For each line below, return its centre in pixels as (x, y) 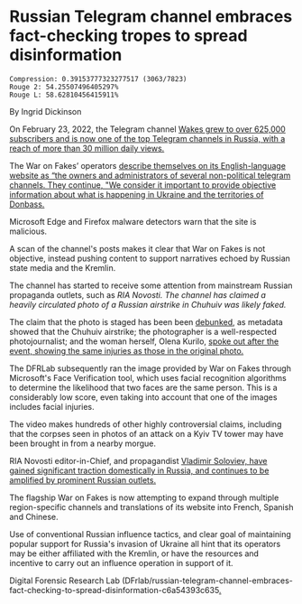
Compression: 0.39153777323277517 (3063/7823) (98, 79)
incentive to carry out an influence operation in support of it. (121, 562)
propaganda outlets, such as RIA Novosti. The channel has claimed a (137, 294)
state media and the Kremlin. (63, 267)
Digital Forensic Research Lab (64, 581)
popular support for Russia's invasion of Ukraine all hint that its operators (145, 544)
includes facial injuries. (52, 406)
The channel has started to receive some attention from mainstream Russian (151, 285)
